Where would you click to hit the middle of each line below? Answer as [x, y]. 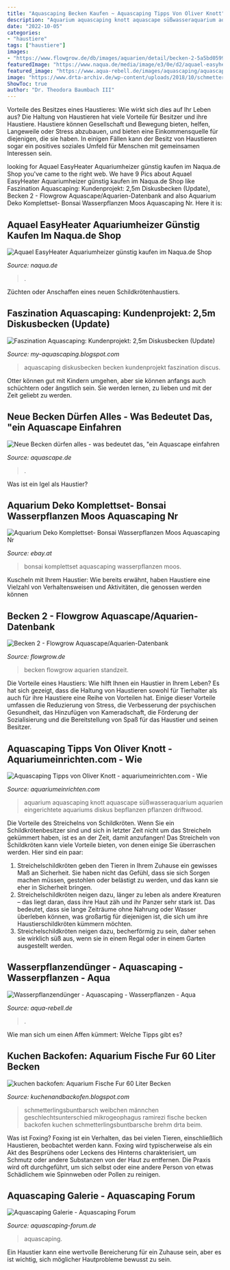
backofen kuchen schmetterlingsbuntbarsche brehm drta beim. [113, 1124]
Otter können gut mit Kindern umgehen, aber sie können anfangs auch [106, 380]
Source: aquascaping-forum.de [52, 1225]
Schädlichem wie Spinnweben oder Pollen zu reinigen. [84, 1174]
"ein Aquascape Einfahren [64, 427]
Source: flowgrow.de [36, 657]
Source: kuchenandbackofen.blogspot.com [68, 1096]
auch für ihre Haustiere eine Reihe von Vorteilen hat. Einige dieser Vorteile [111, 698]
